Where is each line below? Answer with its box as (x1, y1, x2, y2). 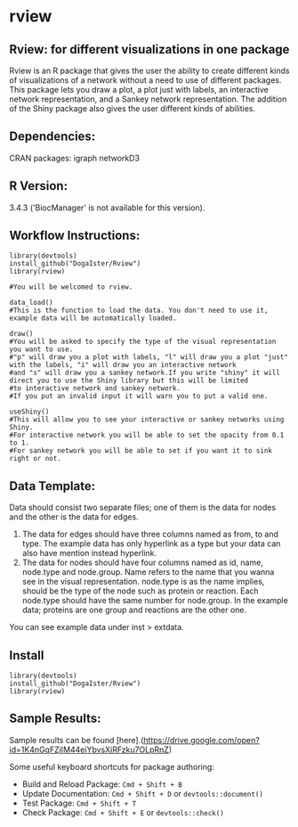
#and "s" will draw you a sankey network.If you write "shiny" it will (9, 368, 280, 378)
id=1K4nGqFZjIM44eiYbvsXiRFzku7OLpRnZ (9, 744, 169, 755)
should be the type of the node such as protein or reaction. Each (21, 585, 260, 596)
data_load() (9, 299, 53, 307)
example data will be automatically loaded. (9, 314, 177, 323)
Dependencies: (9, 129, 96, 144)
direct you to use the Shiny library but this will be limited (9, 376, 249, 385)
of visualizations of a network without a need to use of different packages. (9, 75, 282, 86)
